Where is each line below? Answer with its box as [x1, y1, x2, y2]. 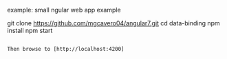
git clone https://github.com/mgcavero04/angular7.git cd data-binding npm [7, 19, 220, 27]
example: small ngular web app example [7, 6, 122, 14]
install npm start [7, 27, 53, 34]
